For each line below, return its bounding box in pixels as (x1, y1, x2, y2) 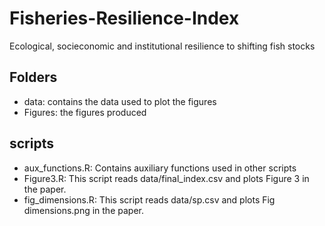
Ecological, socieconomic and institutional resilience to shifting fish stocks (9, 40, 316, 52)
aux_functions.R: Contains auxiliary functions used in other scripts (23, 162, 297, 174)
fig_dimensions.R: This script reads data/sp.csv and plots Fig (23, 193, 276, 206)
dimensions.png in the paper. (23, 204, 144, 216)
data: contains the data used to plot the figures (23, 95, 217, 107)
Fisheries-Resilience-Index (9, 7, 240, 30)
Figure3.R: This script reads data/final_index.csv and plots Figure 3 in (23, 172, 310, 184)
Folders (9, 69, 58, 86)
